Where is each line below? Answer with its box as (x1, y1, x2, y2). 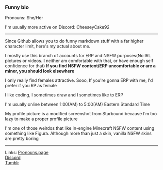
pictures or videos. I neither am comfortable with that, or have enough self (5, 58, 154, 64)
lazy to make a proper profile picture (5, 116, 78, 122)
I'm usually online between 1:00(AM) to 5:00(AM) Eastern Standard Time (5, 101, 150, 108)
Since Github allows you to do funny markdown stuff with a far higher (5, 38, 144, 44)
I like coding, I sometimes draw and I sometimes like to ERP (5, 92, 124, 98)
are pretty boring (5, 136, 39, 141)
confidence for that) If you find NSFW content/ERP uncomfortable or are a (5, 63, 156, 69)
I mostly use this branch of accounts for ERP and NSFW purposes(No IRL (5, 53, 151, 59)
